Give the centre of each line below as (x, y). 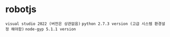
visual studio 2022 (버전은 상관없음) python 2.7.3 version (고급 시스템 (79, 24)
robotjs (21, 9)
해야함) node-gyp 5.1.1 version (43, 29)
